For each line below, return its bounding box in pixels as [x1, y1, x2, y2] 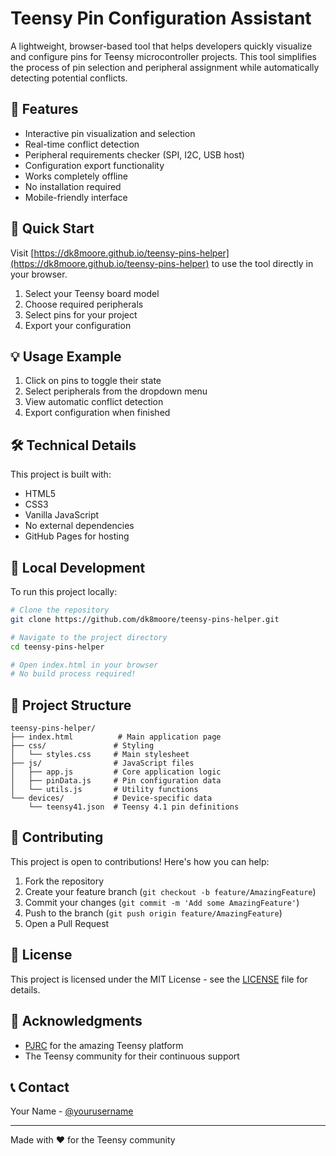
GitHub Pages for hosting [24, 530, 130, 542]
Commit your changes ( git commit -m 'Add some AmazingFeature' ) [24, 896, 300, 908]
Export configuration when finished [24, 407, 171, 419]
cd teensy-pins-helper [10, 642, 105, 652]
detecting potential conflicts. [10, 72, 128, 84]
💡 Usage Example [10, 348, 122, 365]
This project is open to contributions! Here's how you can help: [10, 855, 270, 867]
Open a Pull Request [24, 917, 110, 929]
